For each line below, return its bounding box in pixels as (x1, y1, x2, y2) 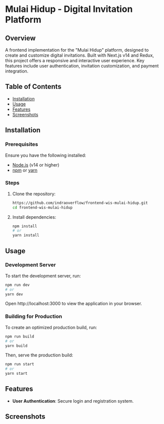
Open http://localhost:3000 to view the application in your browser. (5, 301, 142, 307)
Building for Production (5, 313, 62, 320)
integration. (5, 68, 29, 74)
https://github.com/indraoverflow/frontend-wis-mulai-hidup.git (12, 200, 148, 205)
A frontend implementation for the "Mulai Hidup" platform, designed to (5, 47, 149, 53)
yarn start (5, 371, 28, 376)
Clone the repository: (12, 190, 56, 197)
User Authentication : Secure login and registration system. (12, 398, 134, 404)
